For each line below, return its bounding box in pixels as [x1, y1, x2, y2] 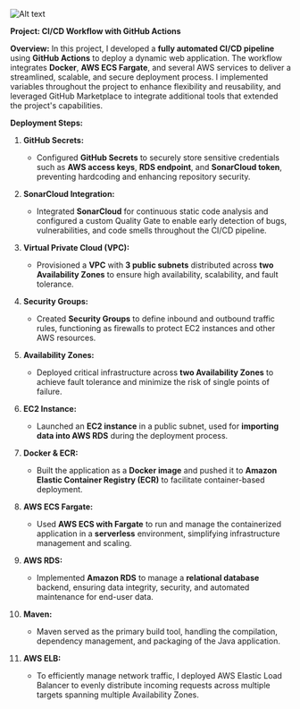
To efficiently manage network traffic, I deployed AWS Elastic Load [36, 671, 282, 680]
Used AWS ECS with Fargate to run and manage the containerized [36, 519, 282, 529]
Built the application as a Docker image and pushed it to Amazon [36, 466, 278, 475]
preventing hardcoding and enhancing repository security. [36, 171, 251, 182]
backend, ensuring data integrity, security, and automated [36, 582, 250, 593]
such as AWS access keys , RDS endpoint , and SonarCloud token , [36, 162, 282, 172]
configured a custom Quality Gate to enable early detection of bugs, [36, 216, 287, 226]
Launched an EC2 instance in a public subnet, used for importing [36, 421, 279, 431]
